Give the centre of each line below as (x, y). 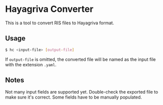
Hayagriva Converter (49, 9)
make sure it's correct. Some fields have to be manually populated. (74, 97)
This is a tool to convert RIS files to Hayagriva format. (60, 23)
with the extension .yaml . (31, 64)
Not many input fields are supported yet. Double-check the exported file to (81, 92)
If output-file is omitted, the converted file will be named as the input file (81, 59)
